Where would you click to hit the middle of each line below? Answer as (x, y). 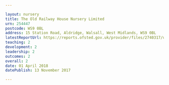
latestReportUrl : (23, 38)
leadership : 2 (20, 52)
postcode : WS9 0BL (24, 28)
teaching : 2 (18, 42)
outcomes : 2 (18, 56)
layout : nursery (22, 14)
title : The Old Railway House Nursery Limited (55, 19)
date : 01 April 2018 (27, 66)
